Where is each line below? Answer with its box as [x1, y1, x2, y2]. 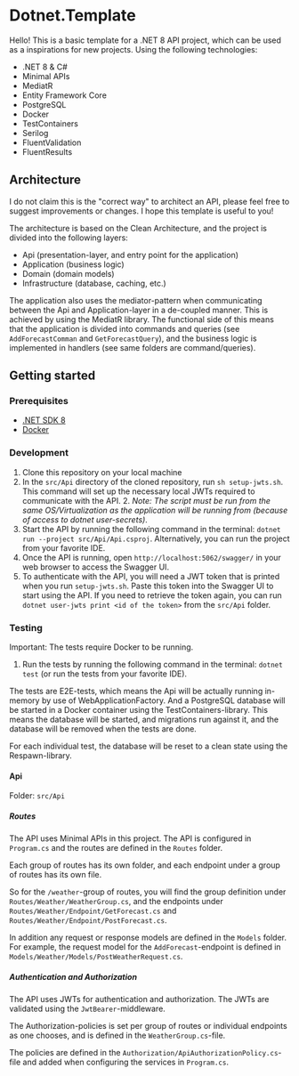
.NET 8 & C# [21, 61, 69, 72]
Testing [9, 621, 43, 634]
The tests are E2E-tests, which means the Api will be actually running [9, 686, 263, 697]
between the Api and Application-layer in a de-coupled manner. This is [9, 304, 269, 315]
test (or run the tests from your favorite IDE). [21, 668, 188, 679]
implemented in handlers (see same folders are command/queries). [9, 342, 256, 352]
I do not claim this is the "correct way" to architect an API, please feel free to [9, 196, 290, 206]
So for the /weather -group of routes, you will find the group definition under [9, 886, 287, 897]
